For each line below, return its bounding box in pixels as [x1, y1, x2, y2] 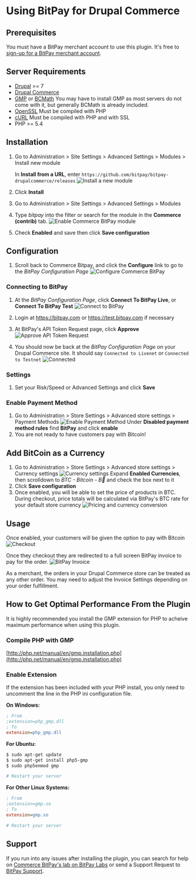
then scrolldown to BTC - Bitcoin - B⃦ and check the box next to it [14, 476, 175, 483]
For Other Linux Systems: [6, 784, 70, 791]
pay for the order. [6, 558, 49, 565]
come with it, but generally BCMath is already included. [14, 101, 149, 108]
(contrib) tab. [14, 217, 48, 225]
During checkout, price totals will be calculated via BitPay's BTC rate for [14, 495, 190, 502]
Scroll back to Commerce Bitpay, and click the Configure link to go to [14, 262, 184, 269]
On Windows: [6, 702, 40, 709]
